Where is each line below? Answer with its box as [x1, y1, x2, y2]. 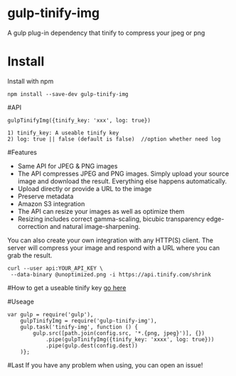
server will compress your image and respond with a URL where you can [7, 243, 220, 252]
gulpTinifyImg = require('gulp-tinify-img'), [20, 317, 158, 324]
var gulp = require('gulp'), [7, 311, 94, 318]
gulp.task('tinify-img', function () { [20, 323, 139, 331]
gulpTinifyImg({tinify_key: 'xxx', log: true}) [7, 117, 151, 124]
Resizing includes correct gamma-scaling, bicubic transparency [17, 215, 205, 223]
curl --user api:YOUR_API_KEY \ [7, 264, 103, 272]
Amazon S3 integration [17, 199, 85, 208]
